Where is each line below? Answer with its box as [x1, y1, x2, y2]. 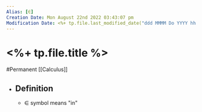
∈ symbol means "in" [24, 99, 78, 107]
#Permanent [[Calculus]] [6, 66, 68, 73]
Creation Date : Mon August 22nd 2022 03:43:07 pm [6, 14, 134, 20]
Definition [15, 83, 53, 93]
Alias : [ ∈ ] [6, 8, 34, 15]
